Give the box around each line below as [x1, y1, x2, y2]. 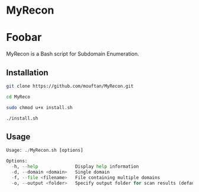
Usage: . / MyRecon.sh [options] [6, 148, 84, 153]
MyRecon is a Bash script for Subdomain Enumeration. [6, 50, 139, 57]
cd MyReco [6, 94, 31, 100]
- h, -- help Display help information [11, 164, 139, 169]
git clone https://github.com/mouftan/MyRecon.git [6, 83, 134, 89]
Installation [6, 68, 49, 78]
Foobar [6, 31, 42, 44]
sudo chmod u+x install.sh [6, 104, 73, 110]
